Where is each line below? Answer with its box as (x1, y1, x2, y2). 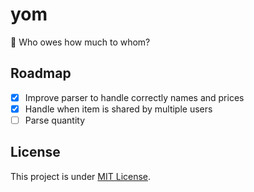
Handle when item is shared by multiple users (24, 103, 213, 115)
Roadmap (10, 65, 72, 82)
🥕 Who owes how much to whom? (10, 36, 151, 48)
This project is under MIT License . (10, 170, 152, 182)
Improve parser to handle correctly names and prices (24, 91, 245, 103)
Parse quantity (24, 114, 86, 126)
